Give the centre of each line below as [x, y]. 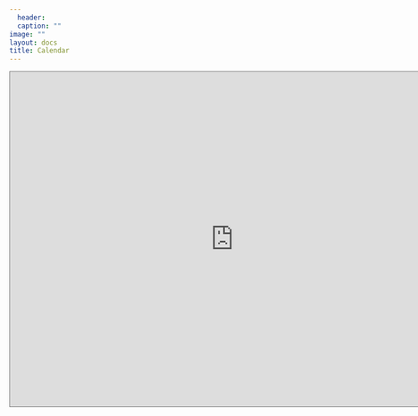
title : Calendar [39, 51]
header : [32, 17]
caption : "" [40, 26]
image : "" [28, 34]
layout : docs [33, 42]
